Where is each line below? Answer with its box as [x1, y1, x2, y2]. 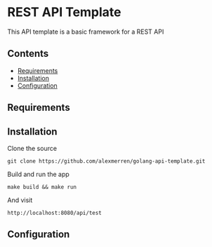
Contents [7, 48, 49, 60]
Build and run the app [7, 170, 70, 178]
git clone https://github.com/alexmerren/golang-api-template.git [7, 157, 206, 165]
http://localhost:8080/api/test [7, 209, 102, 216]
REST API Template [7, 4, 121, 20]
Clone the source [7, 144, 58, 152]
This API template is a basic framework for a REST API [7, 27, 164, 36]
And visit [7, 196, 33, 204]
